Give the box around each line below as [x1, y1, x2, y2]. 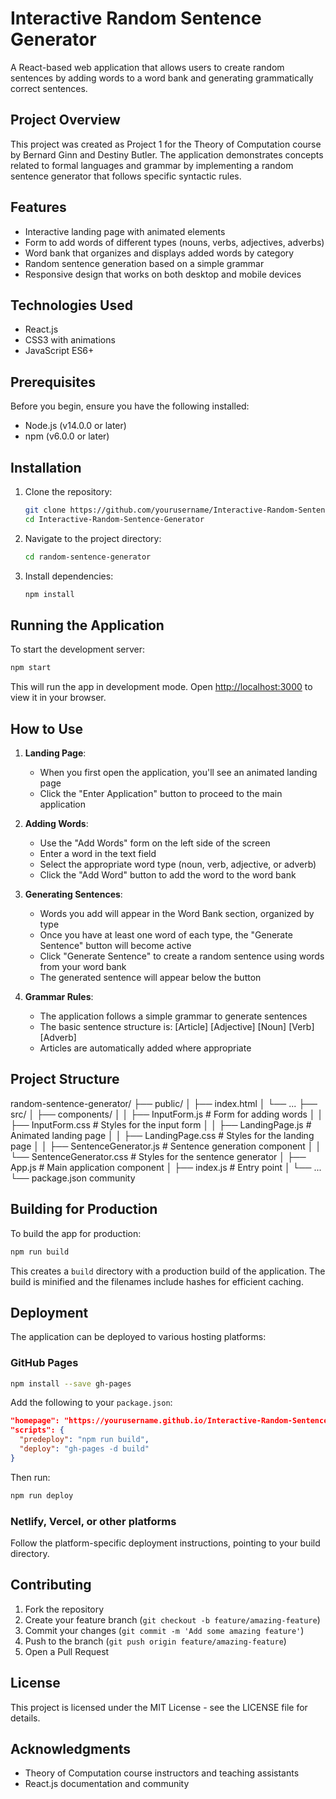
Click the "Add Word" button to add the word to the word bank [39, 869, 297, 881]
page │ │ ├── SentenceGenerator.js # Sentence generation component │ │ [10, 1140, 322, 1152]
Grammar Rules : [24, 991, 94, 1002]
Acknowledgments [10, 1741, 132, 1758]
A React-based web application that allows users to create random [10, 61, 285, 73]
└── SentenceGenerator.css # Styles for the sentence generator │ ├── [10, 1150, 307, 1162]
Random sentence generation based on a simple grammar [24, 257, 265, 269]
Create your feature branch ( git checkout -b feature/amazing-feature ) [24, 1613, 321, 1626]
